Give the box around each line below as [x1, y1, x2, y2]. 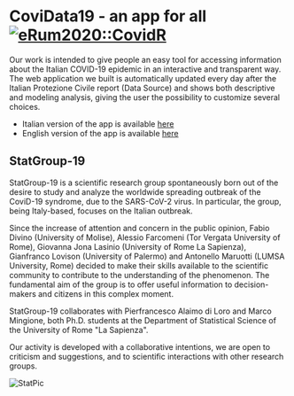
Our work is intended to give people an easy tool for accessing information [9, 54, 282, 65]
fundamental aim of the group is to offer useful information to [9, 279, 233, 290]
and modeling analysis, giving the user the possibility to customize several [9, 91, 281, 103]
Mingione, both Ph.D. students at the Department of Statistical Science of [9, 314, 277, 325]
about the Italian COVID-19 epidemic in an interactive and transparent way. [9, 64, 282, 74]
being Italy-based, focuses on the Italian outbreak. [9, 206, 193, 216]
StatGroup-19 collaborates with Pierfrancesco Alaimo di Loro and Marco [9, 306, 272, 316]
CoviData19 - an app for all [9, 6, 207, 27]
